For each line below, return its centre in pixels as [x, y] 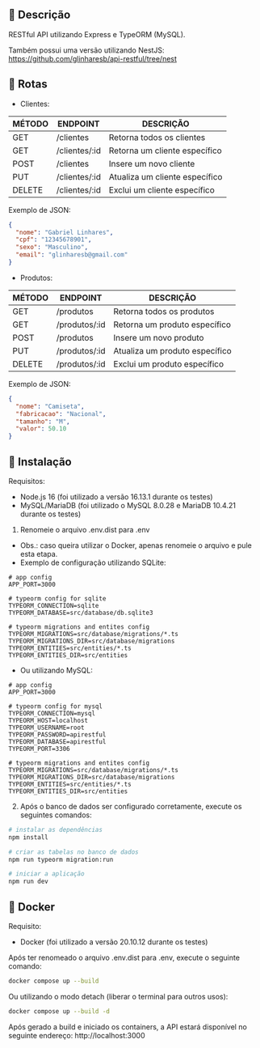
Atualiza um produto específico [172, 350]
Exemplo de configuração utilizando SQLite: [93, 562]
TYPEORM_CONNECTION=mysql [52, 713]
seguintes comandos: [56, 815]
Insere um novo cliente [152, 163]
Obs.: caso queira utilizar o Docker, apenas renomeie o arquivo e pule [136, 545]
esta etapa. [39, 554]
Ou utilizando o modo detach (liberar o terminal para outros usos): [118, 996]
